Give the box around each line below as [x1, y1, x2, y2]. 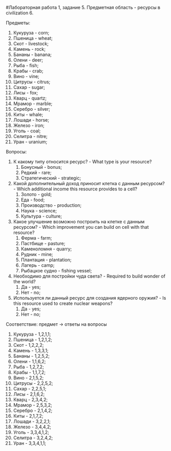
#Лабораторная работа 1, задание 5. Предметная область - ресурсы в [6, 5, 161, 10]
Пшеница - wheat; [13, 35, 53, 41]
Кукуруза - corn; [13, 30, 50, 35]
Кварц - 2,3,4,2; [13, 397, 48, 402]
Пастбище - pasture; [20, 241, 66, 246]
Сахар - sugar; [13, 84, 45, 90]
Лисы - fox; [13, 90, 38, 95]
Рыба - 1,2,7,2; [13, 364, 44, 370]
